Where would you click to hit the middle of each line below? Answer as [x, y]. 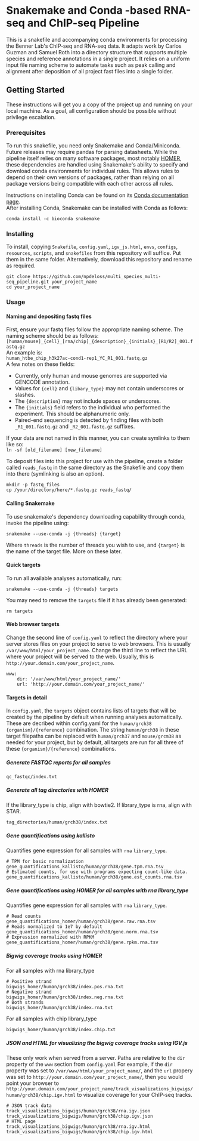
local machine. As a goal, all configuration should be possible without [91, 110]
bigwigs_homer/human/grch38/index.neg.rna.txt [65, 997]
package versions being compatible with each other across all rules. [90, 184]
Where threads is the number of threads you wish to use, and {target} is [96, 545]
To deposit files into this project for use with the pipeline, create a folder [94, 461]
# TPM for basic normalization [45, 862]
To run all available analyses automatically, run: [64, 578]
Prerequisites [26, 132]
